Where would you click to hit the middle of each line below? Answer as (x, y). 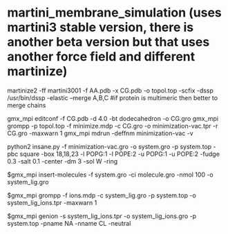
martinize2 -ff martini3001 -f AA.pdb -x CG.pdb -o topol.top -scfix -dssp (111, 90)
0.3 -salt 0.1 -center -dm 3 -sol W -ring (63, 161)
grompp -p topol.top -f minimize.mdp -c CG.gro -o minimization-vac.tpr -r (113, 126)
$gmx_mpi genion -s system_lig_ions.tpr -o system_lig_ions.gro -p (102, 216)
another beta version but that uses (108, 42)
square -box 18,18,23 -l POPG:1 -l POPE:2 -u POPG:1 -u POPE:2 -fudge (120, 154)
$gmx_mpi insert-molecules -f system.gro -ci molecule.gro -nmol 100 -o (110, 175)
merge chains (27, 105)
